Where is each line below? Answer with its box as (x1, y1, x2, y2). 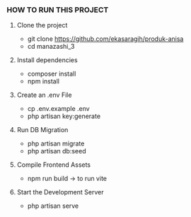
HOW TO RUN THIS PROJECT (6, 5, 109, 15)
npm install (27, 77, 59, 86)
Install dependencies (16, 56, 79, 64)
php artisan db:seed (27, 147, 86, 156)
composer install (27, 69, 76, 78)
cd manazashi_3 (27, 42, 75, 51)
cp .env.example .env (27, 105, 90, 113)
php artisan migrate (27, 139, 85, 148)
